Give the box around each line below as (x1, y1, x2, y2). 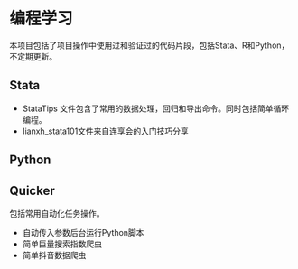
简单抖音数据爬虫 (22, 249, 87, 260)
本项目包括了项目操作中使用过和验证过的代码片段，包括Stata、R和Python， (9, 40, 290, 51)
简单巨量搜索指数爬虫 (22, 238, 102, 249)
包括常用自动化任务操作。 (9, 208, 105, 218)
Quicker (9, 182, 56, 199)
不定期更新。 (9, 51, 57, 61)
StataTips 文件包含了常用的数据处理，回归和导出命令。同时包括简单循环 (22, 103, 290, 114)
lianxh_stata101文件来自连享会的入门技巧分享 (22, 125, 190, 136)
